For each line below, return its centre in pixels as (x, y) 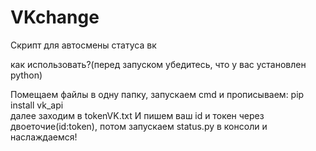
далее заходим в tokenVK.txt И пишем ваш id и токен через (137, 115)
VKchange (55, 17)
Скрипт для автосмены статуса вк (83, 45)
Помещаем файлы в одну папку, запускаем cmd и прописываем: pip (157, 94)
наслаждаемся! (44, 137)
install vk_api (37, 105)
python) (26, 75)
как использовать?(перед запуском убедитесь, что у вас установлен (158, 64)
